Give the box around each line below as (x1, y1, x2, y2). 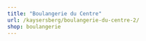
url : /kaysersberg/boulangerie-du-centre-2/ (7, 17, 140, 24)
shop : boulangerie (7, 23, 61, 30)
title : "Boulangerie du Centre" (7, 10, 102, 17)
